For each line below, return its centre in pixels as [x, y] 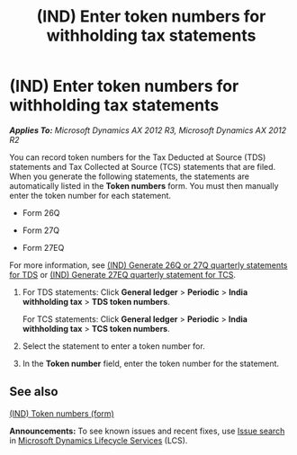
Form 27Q [41, 230]
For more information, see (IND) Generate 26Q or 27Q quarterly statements [148, 265]
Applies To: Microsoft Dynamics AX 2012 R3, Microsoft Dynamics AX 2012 [148, 130]
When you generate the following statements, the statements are [130, 176]
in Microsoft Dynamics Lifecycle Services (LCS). [99, 440]
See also [34, 392]
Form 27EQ [43, 247]
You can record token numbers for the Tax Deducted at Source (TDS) [138, 157]
